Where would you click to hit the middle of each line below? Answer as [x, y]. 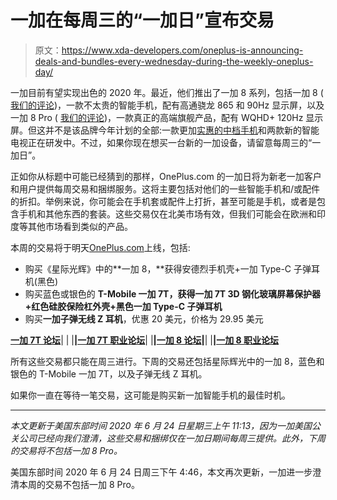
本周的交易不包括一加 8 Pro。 [79, 484]
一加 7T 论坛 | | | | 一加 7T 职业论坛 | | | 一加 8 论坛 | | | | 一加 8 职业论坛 [144, 340]
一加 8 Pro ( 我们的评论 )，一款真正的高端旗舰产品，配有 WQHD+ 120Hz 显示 [167, 117]
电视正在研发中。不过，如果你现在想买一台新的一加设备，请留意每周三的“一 [166, 142]
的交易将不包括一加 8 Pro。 [66, 450]
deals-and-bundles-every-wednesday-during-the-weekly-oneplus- [174, 61]
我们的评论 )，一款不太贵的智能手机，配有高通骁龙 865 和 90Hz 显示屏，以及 [167, 105]
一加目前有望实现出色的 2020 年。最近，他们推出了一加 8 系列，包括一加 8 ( [167, 92]
